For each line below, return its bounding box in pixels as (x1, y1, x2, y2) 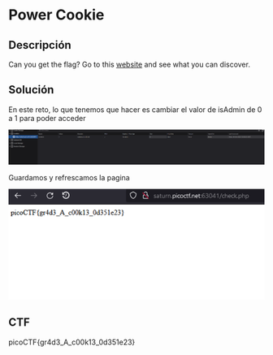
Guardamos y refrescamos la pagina (8, 172, 130, 182)
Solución (8, 83, 54, 97)
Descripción (8, 38, 71, 52)
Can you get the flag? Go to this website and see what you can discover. (8, 59, 250, 69)
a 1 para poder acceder (8, 113, 87, 123)
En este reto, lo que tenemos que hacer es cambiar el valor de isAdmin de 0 (8, 104, 262, 115)
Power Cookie (8, 6, 105, 24)
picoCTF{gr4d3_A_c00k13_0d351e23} (8, 337, 136, 347)
